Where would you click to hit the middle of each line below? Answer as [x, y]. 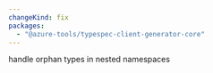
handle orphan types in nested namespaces [89, 60]
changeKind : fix [38, 17]
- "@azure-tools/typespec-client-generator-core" [111, 34]
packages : [27, 26]
